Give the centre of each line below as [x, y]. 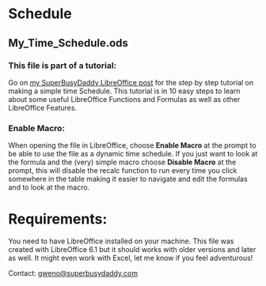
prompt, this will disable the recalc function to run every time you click [123, 171]
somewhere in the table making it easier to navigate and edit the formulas [128, 179]
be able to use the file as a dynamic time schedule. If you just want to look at [133, 154]
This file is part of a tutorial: [63, 66]
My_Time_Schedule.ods [68, 43]
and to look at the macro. [49, 187]
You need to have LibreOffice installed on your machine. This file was [121, 241]
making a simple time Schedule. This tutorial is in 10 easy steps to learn [124, 91]
